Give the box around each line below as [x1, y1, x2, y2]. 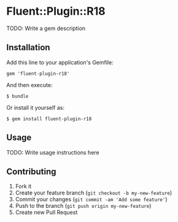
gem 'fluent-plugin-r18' [6, 71, 70, 77]
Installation [6, 42, 50, 53]
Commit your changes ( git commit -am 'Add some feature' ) [15, 196, 168, 203]
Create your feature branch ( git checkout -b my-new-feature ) [15, 189, 172, 197]
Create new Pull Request [15, 209, 78, 216]
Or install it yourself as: [6, 104, 64, 111]
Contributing [6, 166, 56, 177]
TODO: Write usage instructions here [6, 148, 99, 156]
